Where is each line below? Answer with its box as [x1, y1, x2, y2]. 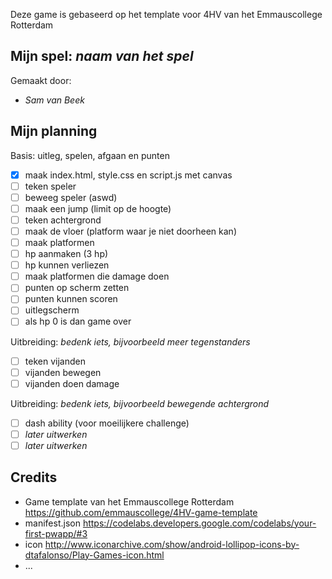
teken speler [24, 180, 77, 192]
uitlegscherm [24, 304, 80, 316]
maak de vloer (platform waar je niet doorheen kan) [24, 225, 237, 237]
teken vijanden [24, 355, 86, 367]
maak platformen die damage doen [24, 270, 170, 283]
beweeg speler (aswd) [24, 191, 118, 203]
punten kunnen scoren [24, 293, 118, 305]
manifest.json [24, 517, 81, 529]
